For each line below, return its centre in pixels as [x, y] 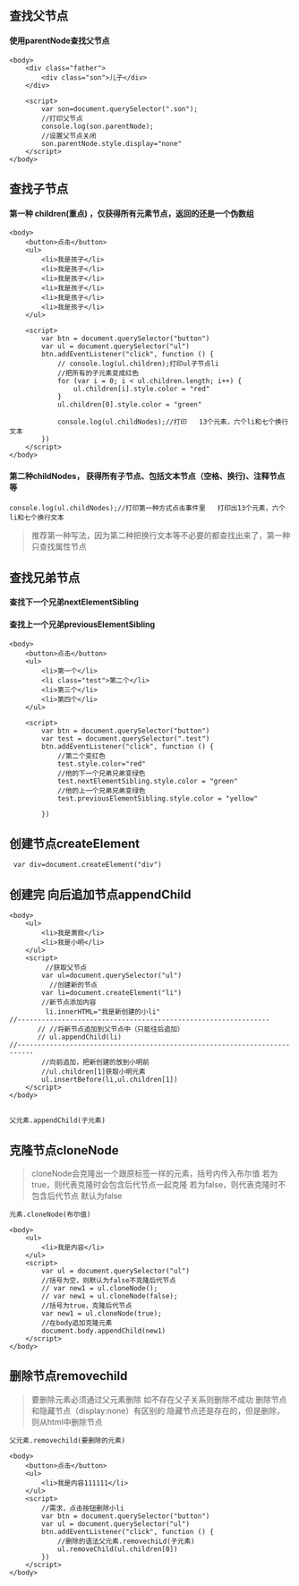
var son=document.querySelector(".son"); [120, 109]
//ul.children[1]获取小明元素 [94, 1072]
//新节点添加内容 [69, 1003]
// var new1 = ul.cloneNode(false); [110, 1297]
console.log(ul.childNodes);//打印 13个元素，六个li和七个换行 [173, 422]
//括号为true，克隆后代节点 [87, 1306]
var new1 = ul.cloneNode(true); [102, 1314]
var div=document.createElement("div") [88, 865]
